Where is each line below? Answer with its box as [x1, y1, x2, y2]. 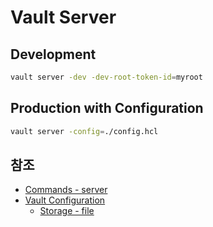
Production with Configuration [10, 100, 204, 117]
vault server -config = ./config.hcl [10, 126, 159, 136]
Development [10, 46, 97, 63]
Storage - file [39, 205, 95, 217]
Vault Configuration [24, 194, 106, 206]
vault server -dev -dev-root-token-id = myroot [10, 72, 203, 82]
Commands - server [24, 184, 108, 196]
